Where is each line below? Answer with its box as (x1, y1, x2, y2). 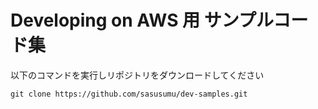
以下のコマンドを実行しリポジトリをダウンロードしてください (10, 69, 265, 81)
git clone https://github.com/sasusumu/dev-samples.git (10, 89, 248, 99)
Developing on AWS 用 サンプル (10, 9, 274, 32)
